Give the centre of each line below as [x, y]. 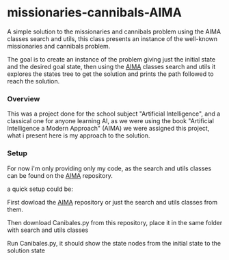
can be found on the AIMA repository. [60, 175]
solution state [26, 250]
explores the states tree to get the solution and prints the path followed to [110, 74]
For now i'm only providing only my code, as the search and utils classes [109, 168]
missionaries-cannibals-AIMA [95, 13]
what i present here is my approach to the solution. [79, 135]
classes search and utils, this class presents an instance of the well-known [112, 38]
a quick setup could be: [40, 189]
